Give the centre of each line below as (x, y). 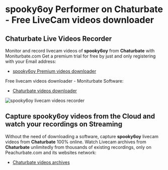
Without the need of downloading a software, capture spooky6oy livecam (82, 136)
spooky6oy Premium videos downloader (54, 71)
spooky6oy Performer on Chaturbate (84, 9)
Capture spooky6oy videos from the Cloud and (80, 116)
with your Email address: (31, 61)
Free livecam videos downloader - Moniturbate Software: (64, 81)
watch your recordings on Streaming (64, 124)
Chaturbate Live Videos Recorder (59, 39)
